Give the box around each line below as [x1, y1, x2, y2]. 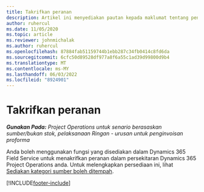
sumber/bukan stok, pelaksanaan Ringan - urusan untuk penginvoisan [6, 130, 183, 137]
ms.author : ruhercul [6, 43, 59, 49]
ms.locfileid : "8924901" [6, 77, 69, 83]
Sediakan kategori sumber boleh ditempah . [6, 168, 114, 175]
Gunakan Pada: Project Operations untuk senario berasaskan [6, 123, 162, 131]
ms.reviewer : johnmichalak [6, 37, 75, 43]
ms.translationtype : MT [6, 60, 67, 66]
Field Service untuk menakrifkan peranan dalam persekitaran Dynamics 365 [6, 155, 197, 162]
